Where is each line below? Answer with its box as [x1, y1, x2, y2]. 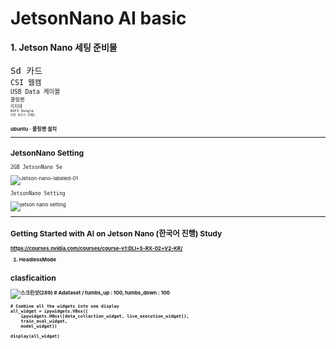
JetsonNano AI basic [10, 7, 187, 30]
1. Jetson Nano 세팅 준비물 [10, 41, 118, 53]
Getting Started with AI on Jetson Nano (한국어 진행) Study [10, 228, 223, 239]
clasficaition [10, 272, 57, 283]
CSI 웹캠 [10, 77, 42, 87]
